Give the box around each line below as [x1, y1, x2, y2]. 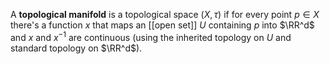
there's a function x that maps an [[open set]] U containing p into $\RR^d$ [10, 19, 315, 31]
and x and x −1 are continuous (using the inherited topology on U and [10, 30, 292, 43]
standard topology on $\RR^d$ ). [10, 42, 143, 54]
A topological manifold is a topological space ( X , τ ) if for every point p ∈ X [10, 9, 320, 20]
